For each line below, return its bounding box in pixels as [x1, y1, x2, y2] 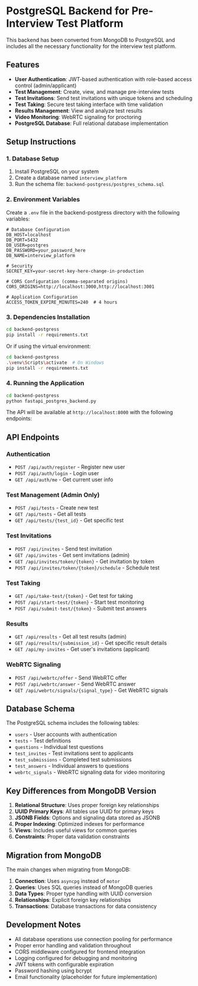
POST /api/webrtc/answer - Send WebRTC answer [14, 680, 136, 687]
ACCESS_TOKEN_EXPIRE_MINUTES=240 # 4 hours [6, 299, 118, 305]
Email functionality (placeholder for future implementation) [14, 973, 158, 980]
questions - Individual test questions [14, 744, 103, 751]
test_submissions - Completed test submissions [14, 756, 132, 763]
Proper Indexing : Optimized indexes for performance [14, 821, 145, 828]
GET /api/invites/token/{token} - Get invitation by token [14, 558, 155, 565]
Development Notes [6, 920, 81, 930]
